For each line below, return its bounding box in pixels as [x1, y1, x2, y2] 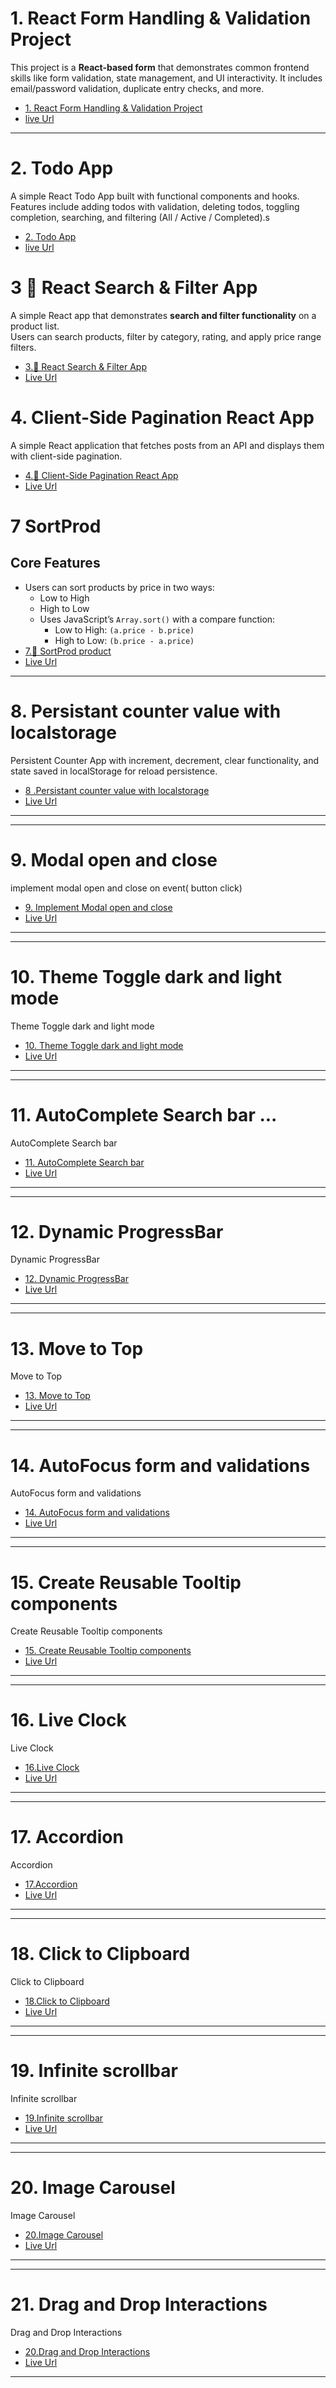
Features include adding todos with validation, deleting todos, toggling [10, 200, 300, 212]
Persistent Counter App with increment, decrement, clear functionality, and [10, 754, 320, 766]
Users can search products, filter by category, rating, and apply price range [10, 330, 322, 342]
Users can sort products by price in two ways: [24, 581, 215, 593]
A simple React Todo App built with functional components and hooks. [10, 190, 300, 202]
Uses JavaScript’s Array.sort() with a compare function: [39, 613, 276, 625]
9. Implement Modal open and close [24, 901, 173, 913]
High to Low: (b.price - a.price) [54, 634, 195, 646]
